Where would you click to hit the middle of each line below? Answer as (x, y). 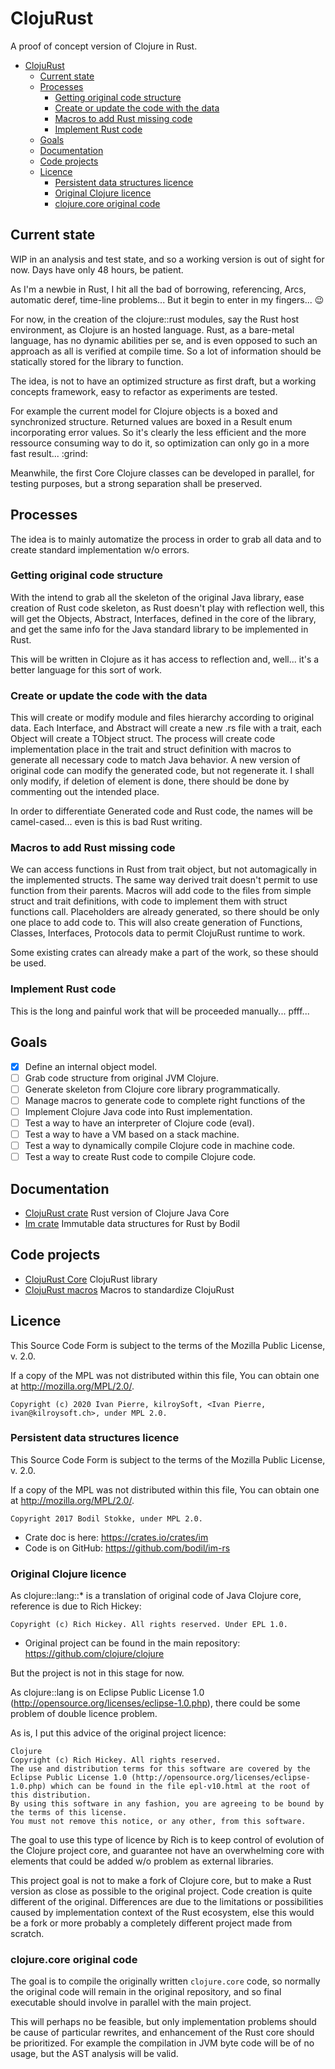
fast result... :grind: (49, 453)
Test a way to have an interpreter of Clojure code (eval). (139, 1123)
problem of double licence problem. (84, 1714)
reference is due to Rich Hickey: (76, 1606)
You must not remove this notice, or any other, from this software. (158, 1822)
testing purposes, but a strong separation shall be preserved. (136, 483)
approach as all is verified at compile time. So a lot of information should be (166, 351)
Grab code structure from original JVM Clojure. (122, 1078)
